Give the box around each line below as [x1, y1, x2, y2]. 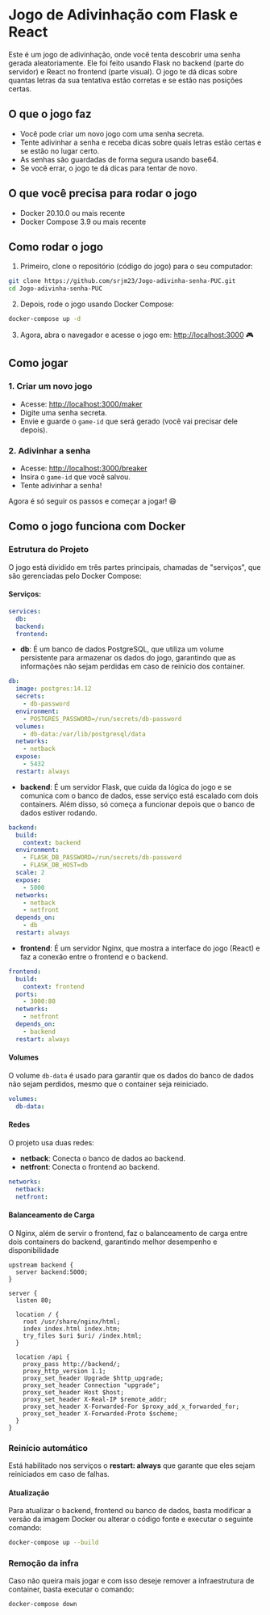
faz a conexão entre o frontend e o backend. [19, 951, 168, 961]
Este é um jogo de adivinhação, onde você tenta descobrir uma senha [8, 49, 241, 59]
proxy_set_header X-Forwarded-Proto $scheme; [23, 1409, 179, 1418]
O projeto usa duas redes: [8, 1137, 94, 1147]
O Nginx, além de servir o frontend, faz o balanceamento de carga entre [8, 1228, 248, 1238]
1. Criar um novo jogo [8, 381, 93, 392]
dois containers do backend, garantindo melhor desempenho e [8, 1237, 218, 1246]
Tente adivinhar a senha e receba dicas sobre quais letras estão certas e [19, 137, 262, 147]
